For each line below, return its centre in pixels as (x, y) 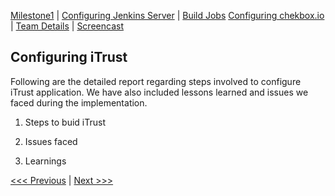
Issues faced (51, 141)
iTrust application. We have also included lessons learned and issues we (159, 92)
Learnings (45, 161)
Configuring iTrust (69, 57)
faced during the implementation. (79, 102)
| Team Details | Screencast (67, 26)
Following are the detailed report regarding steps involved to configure (156, 81)
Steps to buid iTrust (65, 122)
